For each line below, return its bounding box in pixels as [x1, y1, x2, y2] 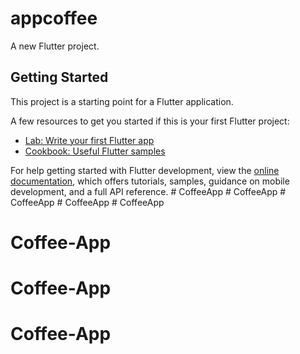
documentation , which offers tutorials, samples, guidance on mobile [10, 175, 290, 187]
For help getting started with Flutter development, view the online [10, 164, 280, 176]
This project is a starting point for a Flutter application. [10, 95, 234, 107]
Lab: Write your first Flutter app [24, 134, 155, 146]
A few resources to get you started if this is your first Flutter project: [10, 115, 290, 127]
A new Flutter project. [10, 40, 100, 52]
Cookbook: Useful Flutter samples [24, 145, 166, 157]
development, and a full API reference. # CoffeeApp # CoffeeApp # [10, 185, 287, 197]
